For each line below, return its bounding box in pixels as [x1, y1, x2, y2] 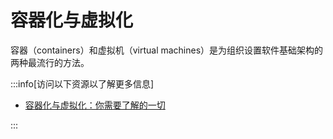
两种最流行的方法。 [10, 56, 90, 68]
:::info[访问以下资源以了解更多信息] [10, 77, 155, 90]
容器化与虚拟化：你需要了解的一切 [24, 99, 166, 111]
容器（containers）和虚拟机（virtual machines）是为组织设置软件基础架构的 [10, 44, 324, 56]
